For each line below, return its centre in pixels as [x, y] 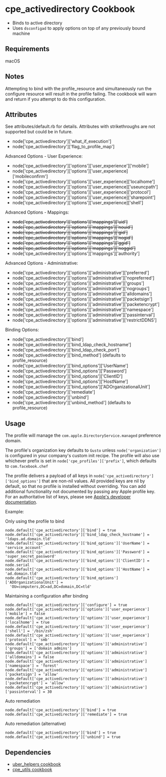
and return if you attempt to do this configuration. [55, 99]
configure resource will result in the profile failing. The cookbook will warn [81, 94]
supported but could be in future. [39, 132]
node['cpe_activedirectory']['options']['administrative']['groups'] [78, 283]
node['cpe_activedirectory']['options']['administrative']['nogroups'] [81, 289]
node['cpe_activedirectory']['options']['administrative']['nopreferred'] [83, 278]
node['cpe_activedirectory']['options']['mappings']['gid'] [70, 233]
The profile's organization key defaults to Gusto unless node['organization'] [83, 450]
